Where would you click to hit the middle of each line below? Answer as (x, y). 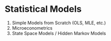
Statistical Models (43, 9)
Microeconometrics (32, 28)
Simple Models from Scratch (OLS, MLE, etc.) (59, 23)
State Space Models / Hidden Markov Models (59, 33)
